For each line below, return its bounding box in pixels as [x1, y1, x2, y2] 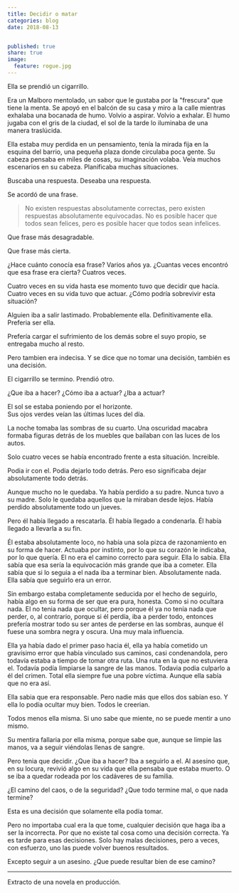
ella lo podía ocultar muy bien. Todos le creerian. [7, 700, 151, 709]
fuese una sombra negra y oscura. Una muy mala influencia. [7, 627, 184, 635]
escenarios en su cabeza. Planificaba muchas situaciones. [7, 162, 179, 171]
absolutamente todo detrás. [7, 474, 89, 482]
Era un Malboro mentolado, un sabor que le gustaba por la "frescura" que [7, 95, 223, 104]
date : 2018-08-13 [7, 23, 59, 31]
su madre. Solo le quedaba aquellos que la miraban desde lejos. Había [7, 495, 213, 504]
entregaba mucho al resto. [7, 339, 85, 348]
